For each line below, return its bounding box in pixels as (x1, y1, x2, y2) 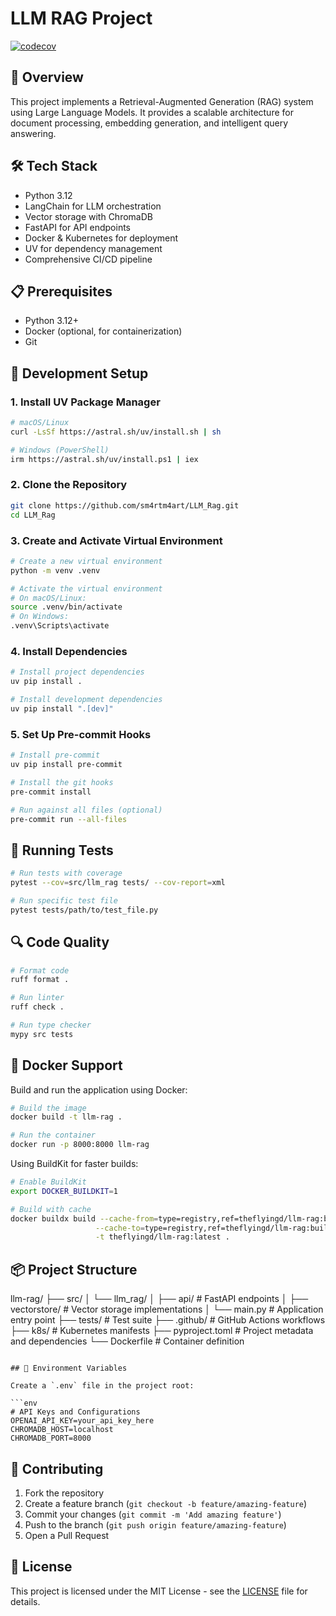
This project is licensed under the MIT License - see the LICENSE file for (10, 1585, 308, 1597)
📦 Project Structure (10, 1261, 138, 1278)
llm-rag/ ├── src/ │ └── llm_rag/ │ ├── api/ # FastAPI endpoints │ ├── (10, 1293, 309, 1305)
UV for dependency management (24, 242, 163, 254)
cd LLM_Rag (10, 510, 56, 520)
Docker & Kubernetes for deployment (24, 232, 179, 244)
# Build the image (10, 1103, 87, 1113)
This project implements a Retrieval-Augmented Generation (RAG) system (10, 95, 314, 107)
